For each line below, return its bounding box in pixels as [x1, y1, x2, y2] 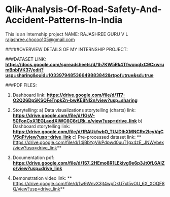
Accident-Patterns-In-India [5, 14, 123, 26]
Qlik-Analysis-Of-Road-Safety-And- [5, 4, 162, 15]
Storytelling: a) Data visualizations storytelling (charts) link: [12, 107, 136, 113]
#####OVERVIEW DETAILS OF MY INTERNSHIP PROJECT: [5, 46, 128, 52]
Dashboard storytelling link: [12, 123, 71, 129]
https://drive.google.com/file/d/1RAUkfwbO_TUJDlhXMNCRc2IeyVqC [12, 128, 164, 135]
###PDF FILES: [5, 82, 37, 88]
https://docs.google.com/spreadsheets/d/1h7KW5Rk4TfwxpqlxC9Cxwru [5, 61, 164, 67]
